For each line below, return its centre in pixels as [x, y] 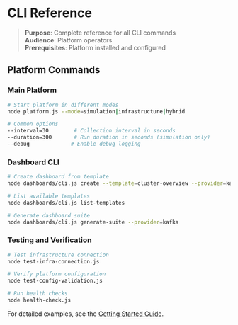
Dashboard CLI [34, 162]
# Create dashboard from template [58, 177]
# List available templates [49, 196]
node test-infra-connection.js [53, 261]
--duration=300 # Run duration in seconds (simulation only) [109, 137]
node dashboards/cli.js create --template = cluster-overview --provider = [117, 183]
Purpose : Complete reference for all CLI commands [100, 33]
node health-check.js [39, 300]
